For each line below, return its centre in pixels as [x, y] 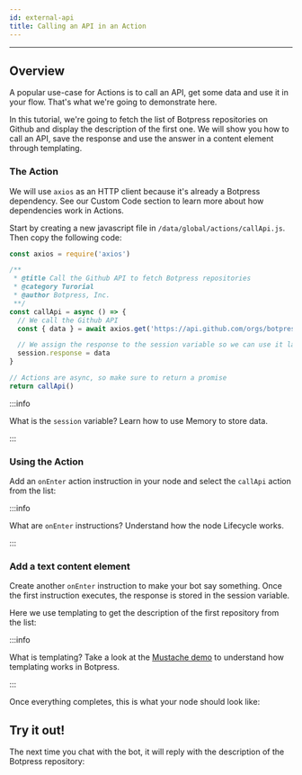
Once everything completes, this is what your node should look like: [135, 702]
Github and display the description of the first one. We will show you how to [149, 129]
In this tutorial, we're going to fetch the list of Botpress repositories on [138, 120]
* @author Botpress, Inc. [62, 295]
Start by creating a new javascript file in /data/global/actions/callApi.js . [147, 228]
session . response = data [64, 353]
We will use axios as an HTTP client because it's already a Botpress [135, 191]
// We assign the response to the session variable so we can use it [150, 345]
